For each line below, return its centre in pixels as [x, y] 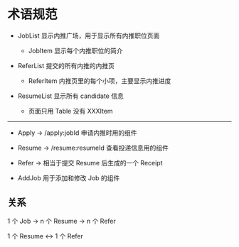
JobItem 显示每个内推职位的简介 [75, 50]
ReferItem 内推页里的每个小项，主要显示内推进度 [100, 81]
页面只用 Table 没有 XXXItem [70, 111]
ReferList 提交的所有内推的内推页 [66, 65]
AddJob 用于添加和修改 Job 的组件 [69, 177]
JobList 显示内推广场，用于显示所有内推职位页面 [89, 35]
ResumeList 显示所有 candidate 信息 [71, 96]
